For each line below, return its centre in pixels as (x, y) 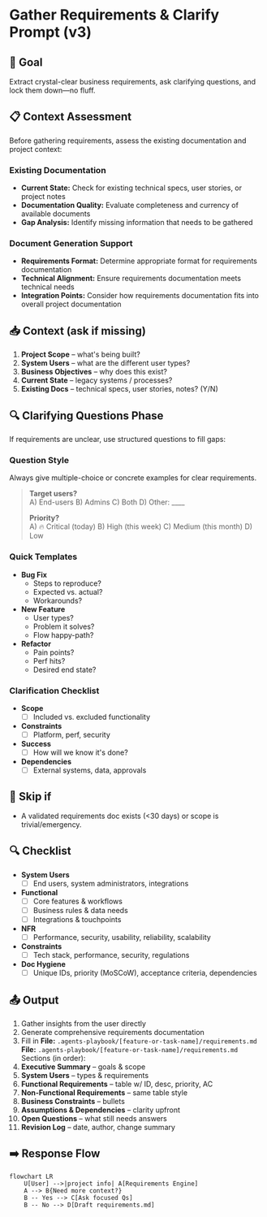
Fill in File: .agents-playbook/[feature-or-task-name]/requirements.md (139, 1041)
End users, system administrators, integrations (111, 883)
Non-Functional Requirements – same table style (104, 1093)
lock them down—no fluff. (52, 90)
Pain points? (54, 652)
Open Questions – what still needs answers (94, 1119)
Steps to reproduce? (67, 583)
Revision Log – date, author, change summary (98, 1128)
